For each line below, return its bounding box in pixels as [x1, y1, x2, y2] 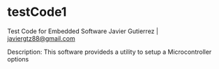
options [7, 55, 29, 63]
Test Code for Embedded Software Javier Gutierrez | [7, 27, 159, 35]
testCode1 [7, 4, 67, 20]
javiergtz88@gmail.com [7, 34, 75, 42]
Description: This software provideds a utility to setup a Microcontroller [7, 48, 212, 56]
